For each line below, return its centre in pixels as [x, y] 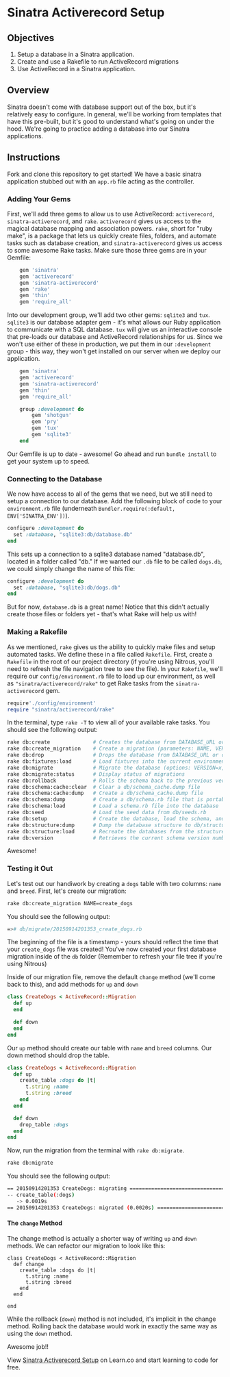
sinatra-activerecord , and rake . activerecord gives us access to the [104, 221]
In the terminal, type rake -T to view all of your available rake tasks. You [108, 722]
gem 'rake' [35, 289]
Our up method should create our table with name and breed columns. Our [110, 1048]
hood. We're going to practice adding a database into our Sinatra [99, 129]
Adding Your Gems [39, 199]
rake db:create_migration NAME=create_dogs [70, 903]
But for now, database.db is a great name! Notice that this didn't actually [108, 607]
